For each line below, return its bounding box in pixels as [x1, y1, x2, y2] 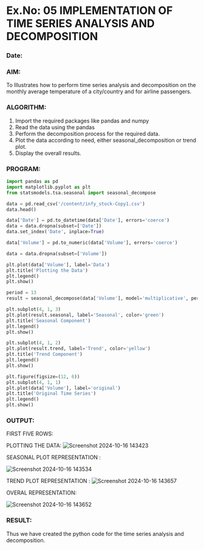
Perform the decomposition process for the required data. [15, 130, 160, 137]
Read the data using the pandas [15, 123, 95, 131]
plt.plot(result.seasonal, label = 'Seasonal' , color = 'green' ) [6, 312, 165, 318]
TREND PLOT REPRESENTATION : [6, 478, 90, 485]
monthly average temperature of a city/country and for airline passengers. [6, 88, 192, 95]
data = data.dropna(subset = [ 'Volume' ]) [6, 250, 107, 256]
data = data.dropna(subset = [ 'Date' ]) [6, 223, 102, 229]
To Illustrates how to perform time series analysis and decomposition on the [6, 82, 196, 89]
